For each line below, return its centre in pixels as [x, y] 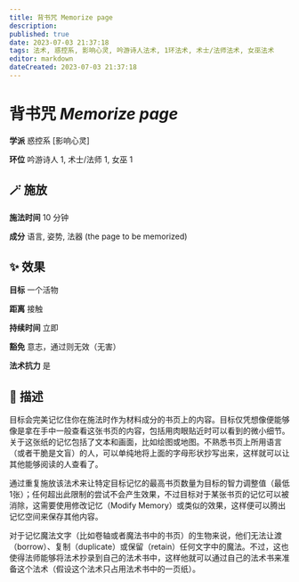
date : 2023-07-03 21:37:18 [59, 42]
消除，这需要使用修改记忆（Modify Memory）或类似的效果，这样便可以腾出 [148, 505]
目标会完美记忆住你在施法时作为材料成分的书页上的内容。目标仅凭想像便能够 [149, 420]
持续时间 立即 [34, 328]
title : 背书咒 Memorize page [61, 17]
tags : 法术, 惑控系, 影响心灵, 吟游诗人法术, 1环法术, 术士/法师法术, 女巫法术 [142, 51]
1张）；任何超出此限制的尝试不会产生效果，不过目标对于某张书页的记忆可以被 [149, 495]
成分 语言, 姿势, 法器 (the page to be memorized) [98, 236]
